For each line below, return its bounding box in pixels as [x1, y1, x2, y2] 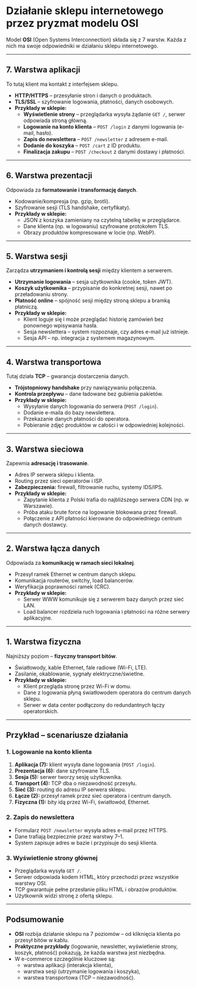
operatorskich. [23, 707, 59, 715]
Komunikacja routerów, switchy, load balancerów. [14, 577, 134, 584]
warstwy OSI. [14, 879, 47, 886]
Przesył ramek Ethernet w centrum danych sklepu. [14, 570, 137, 577]
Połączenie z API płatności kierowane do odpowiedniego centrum [23, 515, 182, 521]
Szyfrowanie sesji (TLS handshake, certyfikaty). [14, 204, 131, 211]
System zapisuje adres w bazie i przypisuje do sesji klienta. [14, 839, 158, 846]
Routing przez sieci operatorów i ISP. [14, 477, 104, 484]
